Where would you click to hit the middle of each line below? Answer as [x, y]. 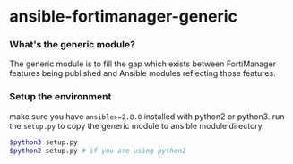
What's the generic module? [73, 45]
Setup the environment [60, 97]
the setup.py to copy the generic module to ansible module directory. [137, 125]
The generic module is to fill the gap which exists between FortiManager [142, 64]
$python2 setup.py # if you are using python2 [98, 151]
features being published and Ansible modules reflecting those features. [142, 73]
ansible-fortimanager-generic [123, 17]
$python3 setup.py [43, 142]
